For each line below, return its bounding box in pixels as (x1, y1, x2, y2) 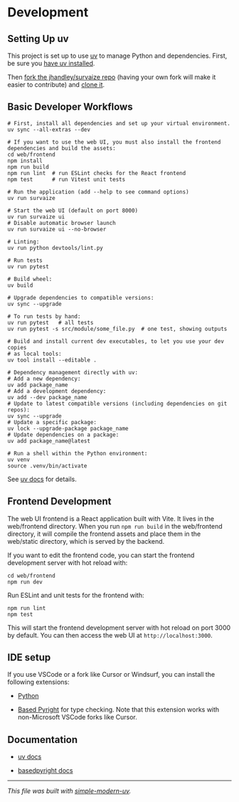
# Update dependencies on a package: (7, 431, 119, 438)
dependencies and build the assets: (7, 144, 116, 152)
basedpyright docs (17, 766, 73, 775)
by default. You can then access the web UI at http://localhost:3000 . (7, 630, 213, 639)
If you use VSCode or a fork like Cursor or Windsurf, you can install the (7, 670, 216, 679)
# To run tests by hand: (7, 312, 81, 320)
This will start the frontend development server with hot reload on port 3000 (7, 623, 231, 632)
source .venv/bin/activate (7, 462, 87, 470)
